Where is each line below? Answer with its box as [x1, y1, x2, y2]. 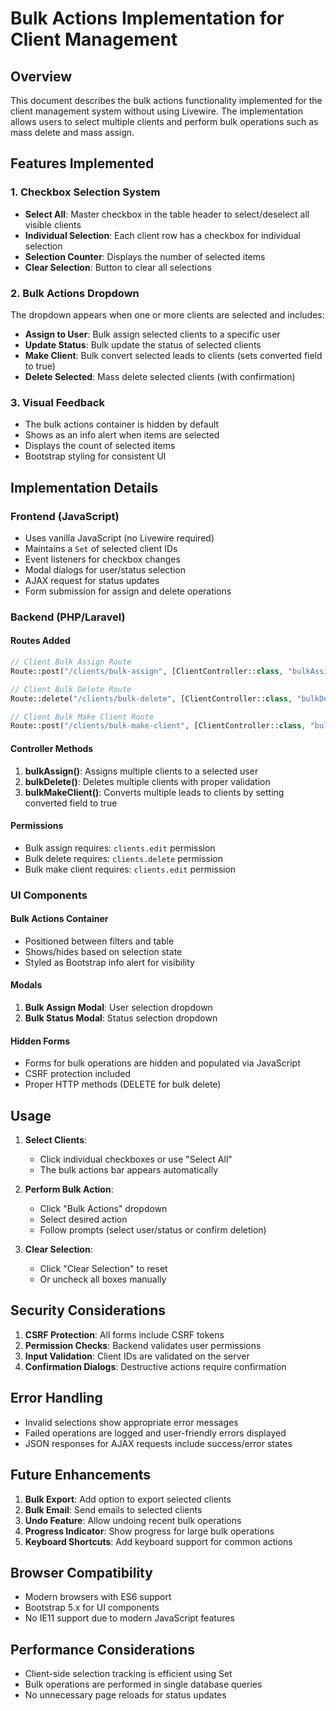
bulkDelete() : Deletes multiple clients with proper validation [24, 775, 271, 787]
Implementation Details [10, 479, 159, 496]
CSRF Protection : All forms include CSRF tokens [24, 1328, 225, 1341]
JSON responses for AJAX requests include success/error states [24, 1437, 293, 1449]
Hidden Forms [10, 1035, 71, 1047]
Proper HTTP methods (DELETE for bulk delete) [24, 1078, 222, 1091]
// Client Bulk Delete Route [10, 684, 132, 694]
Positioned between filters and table [24, 935, 175, 947]
